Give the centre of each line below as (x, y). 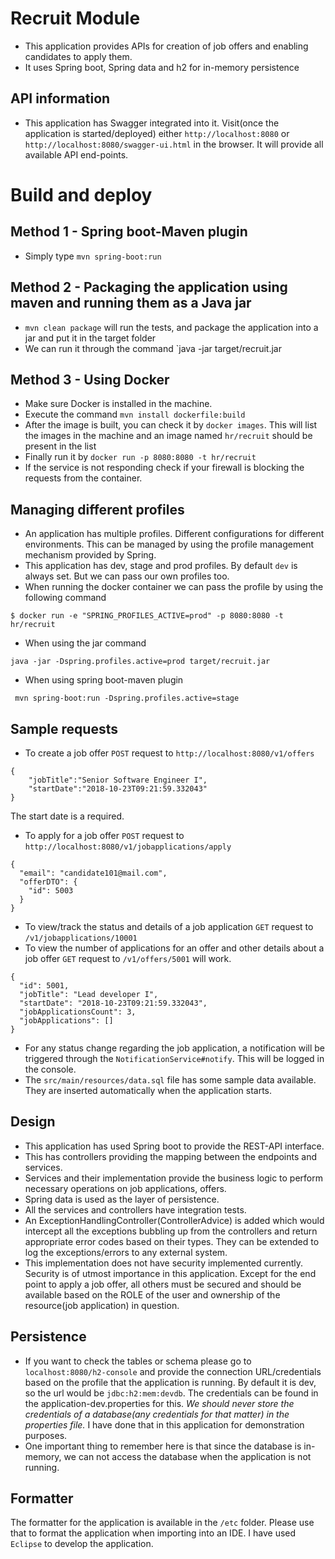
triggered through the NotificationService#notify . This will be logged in (174, 1058)
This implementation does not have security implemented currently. (164, 1263)
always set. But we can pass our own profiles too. (127, 576)
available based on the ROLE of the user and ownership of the (152, 1294)
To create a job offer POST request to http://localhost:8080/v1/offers (169, 753)
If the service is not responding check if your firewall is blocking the (164, 468)
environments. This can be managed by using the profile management (169, 544)
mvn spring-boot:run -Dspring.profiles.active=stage (127, 698)
